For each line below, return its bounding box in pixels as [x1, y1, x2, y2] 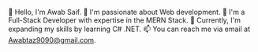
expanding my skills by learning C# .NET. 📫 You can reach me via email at [8, 24, 251, 33]
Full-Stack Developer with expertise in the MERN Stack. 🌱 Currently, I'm [8, 16, 241, 25]
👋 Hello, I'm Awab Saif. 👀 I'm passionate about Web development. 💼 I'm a [8, 8, 245, 16]
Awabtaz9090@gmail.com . [8, 36, 96, 44]
